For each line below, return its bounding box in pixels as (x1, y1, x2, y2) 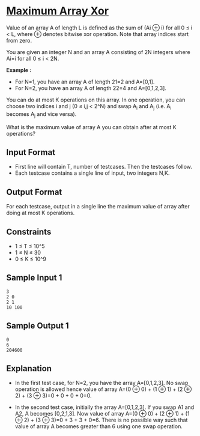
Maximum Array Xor (6, 4, 109, 18)
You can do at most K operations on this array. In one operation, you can (6, 96, 186, 103)
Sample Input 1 (6, 273, 62, 283)
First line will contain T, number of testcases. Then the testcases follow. (14, 163, 192, 171)
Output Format (6, 187, 62, 197)
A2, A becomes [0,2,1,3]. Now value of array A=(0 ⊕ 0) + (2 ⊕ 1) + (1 (14, 410, 190, 417)
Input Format (6, 147, 56, 157)
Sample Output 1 (6, 321, 69, 331)
